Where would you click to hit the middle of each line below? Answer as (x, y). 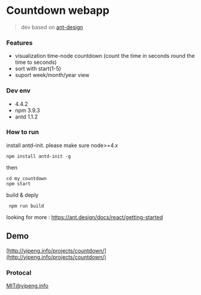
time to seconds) (36, 62)
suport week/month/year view (52, 75)
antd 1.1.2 (26, 116)
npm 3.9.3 (27, 110)
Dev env (19, 91)
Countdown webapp (58, 11)
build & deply (22, 195)
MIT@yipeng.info (28, 285)
